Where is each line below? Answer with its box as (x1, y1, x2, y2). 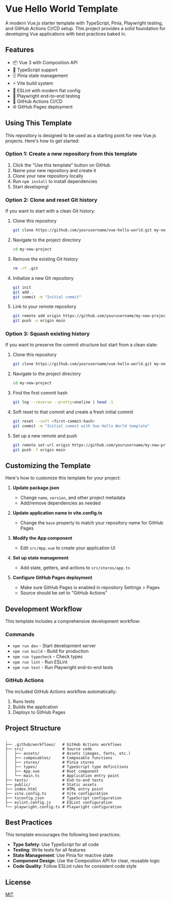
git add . (12, 289, 34, 295)
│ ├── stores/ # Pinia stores (5, 760, 95, 765)
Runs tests (12, 698, 35, 704)
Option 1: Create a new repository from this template (5, 150, 137, 157)
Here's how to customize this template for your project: (5, 475, 121, 481)
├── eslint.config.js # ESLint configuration (5, 800, 113, 805)
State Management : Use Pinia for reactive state (12, 852, 113, 859)
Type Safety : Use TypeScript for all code (12, 841, 99, 847)
